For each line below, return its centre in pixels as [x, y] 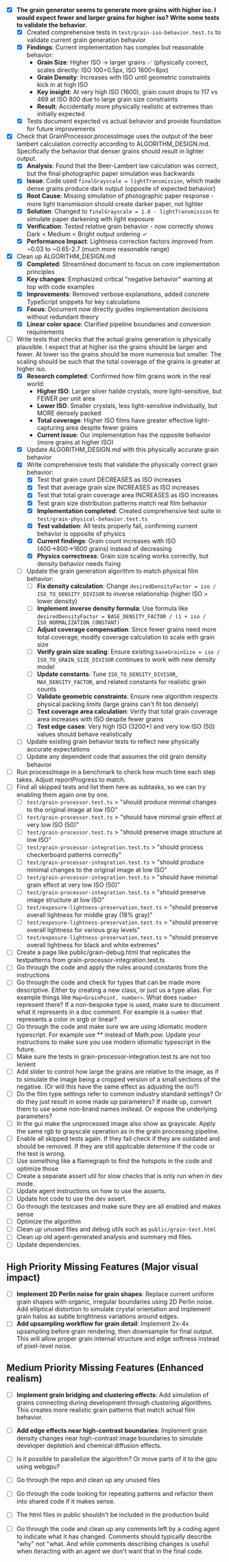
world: [36, 384]
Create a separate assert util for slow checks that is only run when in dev [119, 1176]
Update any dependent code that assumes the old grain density [117, 757]
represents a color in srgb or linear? [67, 1019]
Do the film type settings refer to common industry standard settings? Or [119, 1094]
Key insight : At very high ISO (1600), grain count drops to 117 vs [127, 92]
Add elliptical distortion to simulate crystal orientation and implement [113, 1309]
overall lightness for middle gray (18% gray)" [89, 915]
